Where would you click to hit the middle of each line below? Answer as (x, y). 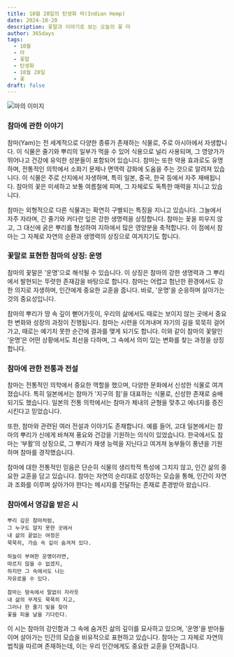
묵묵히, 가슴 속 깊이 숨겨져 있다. (50, 543)
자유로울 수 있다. (29, 579)
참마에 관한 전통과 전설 (43, 368)
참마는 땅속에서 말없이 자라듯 (43, 593)
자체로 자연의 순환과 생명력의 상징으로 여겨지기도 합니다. (104, 236)
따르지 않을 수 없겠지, (35, 564)
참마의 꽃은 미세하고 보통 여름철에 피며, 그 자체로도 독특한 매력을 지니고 (113, 186)
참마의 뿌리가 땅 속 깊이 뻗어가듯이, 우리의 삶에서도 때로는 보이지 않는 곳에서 (111, 313)
